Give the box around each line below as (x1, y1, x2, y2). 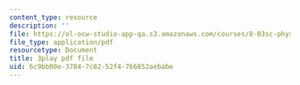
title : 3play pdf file (9, 54, 94, 63)
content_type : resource (9, 12, 98, 22)
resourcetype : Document (9, 46, 98, 55)
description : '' (9, 21, 70, 30)
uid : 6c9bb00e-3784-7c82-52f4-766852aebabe (9, 63, 174, 72)
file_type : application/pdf (9, 37, 114, 47)
